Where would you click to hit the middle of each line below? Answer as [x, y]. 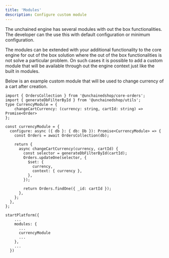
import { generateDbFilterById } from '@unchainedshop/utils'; [73, 100]
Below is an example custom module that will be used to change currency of [84, 81]
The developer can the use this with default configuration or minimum [78, 34]
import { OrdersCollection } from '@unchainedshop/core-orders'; [75, 96]
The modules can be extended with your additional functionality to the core [83, 50]
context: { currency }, [57, 171]
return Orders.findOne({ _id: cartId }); [68, 188]
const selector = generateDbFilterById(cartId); [75, 153]
